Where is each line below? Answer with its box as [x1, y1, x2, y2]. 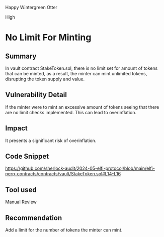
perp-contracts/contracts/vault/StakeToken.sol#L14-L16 [5, 171, 121, 177]
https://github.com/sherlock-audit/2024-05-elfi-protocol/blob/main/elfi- [5, 165, 155, 171]
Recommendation [5, 213, 62, 222]
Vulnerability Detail [5, 90, 67, 99]
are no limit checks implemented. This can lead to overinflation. [5, 109, 137, 115]
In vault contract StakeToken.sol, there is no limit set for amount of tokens [5, 65, 158, 71]
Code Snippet [5, 152, 49, 161]
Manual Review [5, 199, 37, 205]
